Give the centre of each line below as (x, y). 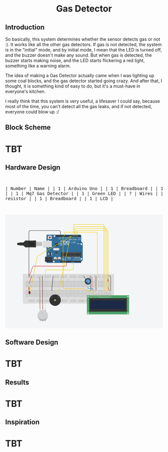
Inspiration (22, 422)
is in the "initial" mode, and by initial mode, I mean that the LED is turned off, (83, 50)
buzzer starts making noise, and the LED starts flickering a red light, (75, 60)
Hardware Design (33, 167)
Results (17, 382)
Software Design (32, 343)
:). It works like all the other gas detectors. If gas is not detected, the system (83, 45)
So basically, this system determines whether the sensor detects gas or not (83, 39)
